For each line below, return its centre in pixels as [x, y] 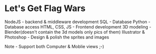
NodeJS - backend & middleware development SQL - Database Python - [78, 22]
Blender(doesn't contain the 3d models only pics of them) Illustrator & [75, 32]
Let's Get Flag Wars [45, 8]
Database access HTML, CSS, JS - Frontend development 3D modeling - [78, 27]
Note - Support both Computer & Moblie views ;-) [55, 46]
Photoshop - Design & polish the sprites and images [57, 37]
